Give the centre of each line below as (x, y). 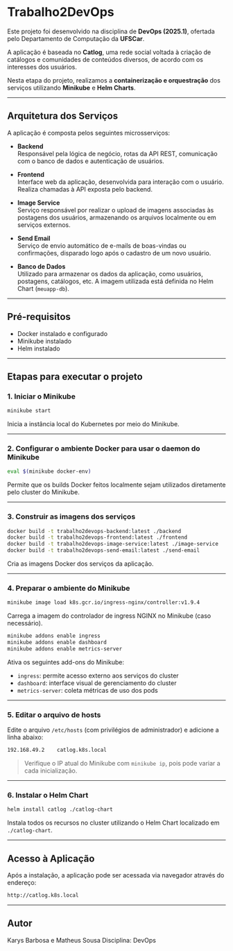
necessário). (25, 623)
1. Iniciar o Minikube (42, 396)
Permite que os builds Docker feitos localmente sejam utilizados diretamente (116, 485)
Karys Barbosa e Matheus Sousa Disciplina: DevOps (81, 940)
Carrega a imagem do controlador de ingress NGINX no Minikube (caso (109, 616)
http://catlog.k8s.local (43, 895)
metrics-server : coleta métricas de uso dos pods (87, 690)
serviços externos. (44, 225)
